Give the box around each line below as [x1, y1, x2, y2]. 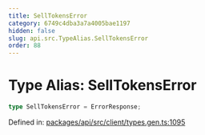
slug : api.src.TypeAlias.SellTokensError [8, 34, 149, 43]
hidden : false [8, 27, 56, 35]
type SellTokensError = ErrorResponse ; [8, 103, 142, 111]
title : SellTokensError [8, 11, 88, 20]
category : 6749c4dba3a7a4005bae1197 [8, 19, 131, 27]
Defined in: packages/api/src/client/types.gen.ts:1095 [8, 117, 186, 127]
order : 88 [8, 42, 42, 50]
